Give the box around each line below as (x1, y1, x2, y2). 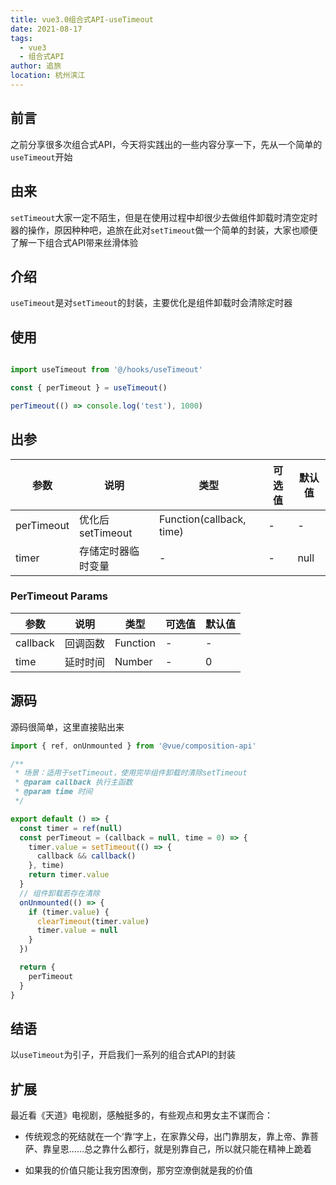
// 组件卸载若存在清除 (19, 888, 100, 898)
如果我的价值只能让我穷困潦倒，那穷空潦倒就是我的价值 (24, 1164, 253, 1176)
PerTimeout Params (10, 589, 108, 603)
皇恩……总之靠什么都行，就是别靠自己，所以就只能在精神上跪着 (51, 1143, 312, 1155)
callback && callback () (36, 851, 137, 861)
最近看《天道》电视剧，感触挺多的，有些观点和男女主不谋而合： (10, 1109, 273, 1121)
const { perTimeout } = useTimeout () (10, 383, 168, 393)
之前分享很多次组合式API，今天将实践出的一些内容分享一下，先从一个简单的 (10, 138, 323, 150)
